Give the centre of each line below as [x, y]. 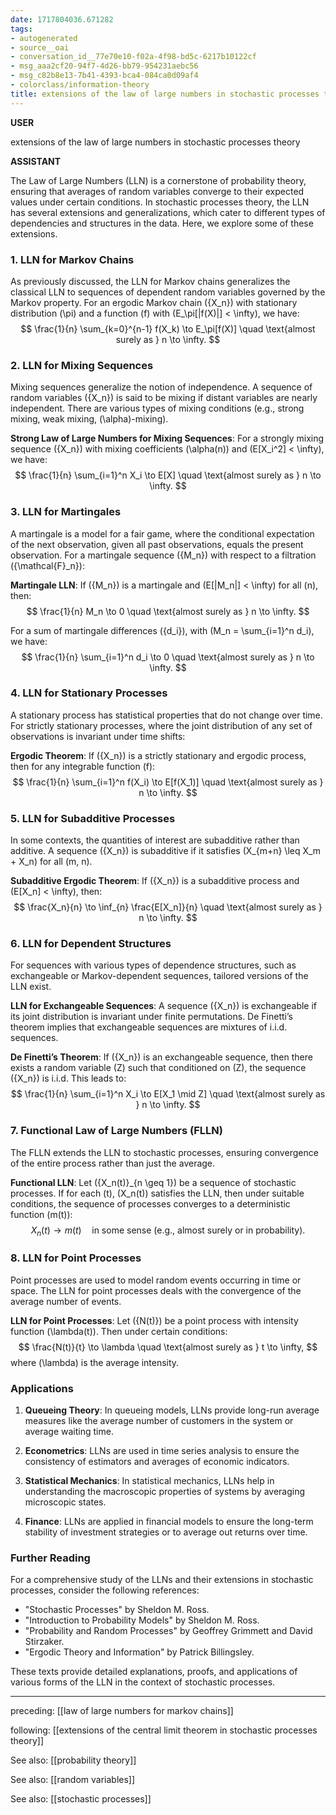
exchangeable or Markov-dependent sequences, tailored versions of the [159, 976]
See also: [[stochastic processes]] [81, 1799]
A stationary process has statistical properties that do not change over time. [166, 715]
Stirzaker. [44, 1642]
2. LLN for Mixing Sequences [82, 365]
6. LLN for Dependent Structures [91, 944]
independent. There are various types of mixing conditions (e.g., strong [157, 408]
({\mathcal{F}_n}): [47, 565]
